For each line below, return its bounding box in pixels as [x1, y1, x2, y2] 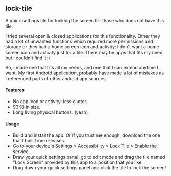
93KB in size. [12, 104, 41, 110]
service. [12, 148, 30, 155]
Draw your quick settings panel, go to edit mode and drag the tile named [12, 154, 165, 160]
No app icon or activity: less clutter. [12, 98, 88, 105]
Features [5, 87, 25, 93]
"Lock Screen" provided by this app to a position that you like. [12, 159, 143, 165]
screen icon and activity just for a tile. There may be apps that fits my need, [5, 49, 164, 55]
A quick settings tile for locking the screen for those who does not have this [5, 17, 164, 23]
